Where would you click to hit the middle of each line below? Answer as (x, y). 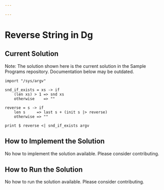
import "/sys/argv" (25, 81)
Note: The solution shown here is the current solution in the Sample (75, 66)
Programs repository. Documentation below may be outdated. (70, 72)
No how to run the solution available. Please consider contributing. (75, 182)
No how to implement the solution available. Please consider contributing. (82, 153)
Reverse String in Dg (49, 35)
